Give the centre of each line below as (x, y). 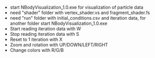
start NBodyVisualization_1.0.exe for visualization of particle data (77, 7)
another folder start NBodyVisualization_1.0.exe (59, 23)
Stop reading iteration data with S (44, 34)
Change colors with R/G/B (37, 50)
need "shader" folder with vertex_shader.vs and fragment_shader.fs (80, 13)
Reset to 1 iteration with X (36, 39)
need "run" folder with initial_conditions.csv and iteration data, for (78, 18)
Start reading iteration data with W (45, 29)
